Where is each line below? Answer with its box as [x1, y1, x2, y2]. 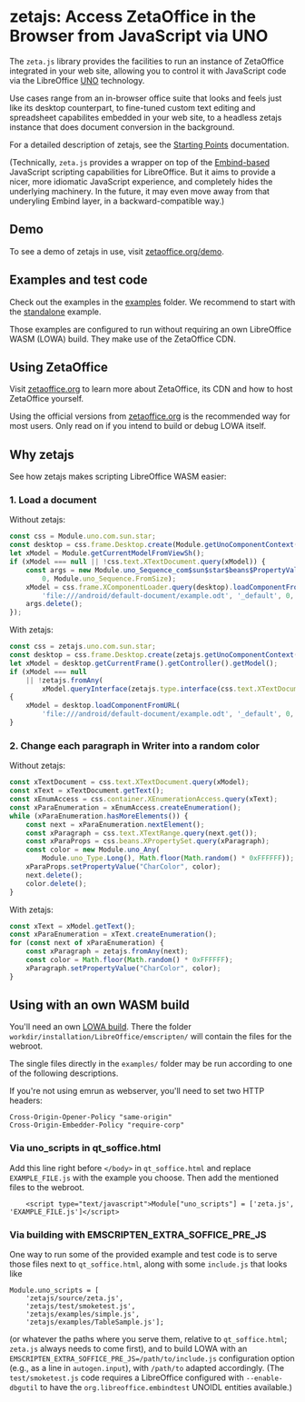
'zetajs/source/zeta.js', [25, 1294, 124, 1303]
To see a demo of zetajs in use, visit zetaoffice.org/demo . [9, 245, 224, 256]
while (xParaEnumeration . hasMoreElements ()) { [9, 811, 189, 820]
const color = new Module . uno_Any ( [25, 845, 161, 855]
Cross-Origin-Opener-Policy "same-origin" [9, 1113, 172, 1122]
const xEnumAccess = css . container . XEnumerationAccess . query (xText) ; [9, 795, 279, 804]
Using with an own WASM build [9, 998, 191, 1013]
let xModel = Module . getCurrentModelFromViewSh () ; [9, 549, 205, 558]
